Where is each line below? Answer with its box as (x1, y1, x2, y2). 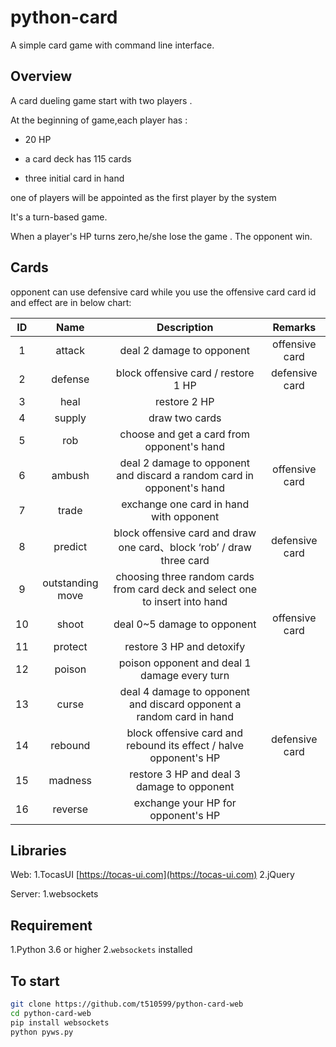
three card (160, 553, 210, 567)
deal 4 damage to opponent (119, 684, 250, 698)
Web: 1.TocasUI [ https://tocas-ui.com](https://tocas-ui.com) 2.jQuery (10, 869, 295, 881)
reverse (52, 802, 89, 816)
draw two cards (148, 411, 222, 425)
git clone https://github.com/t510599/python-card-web (10, 999, 244, 1009)
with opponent (151, 509, 220, 523)
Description (156, 320, 214, 334)
